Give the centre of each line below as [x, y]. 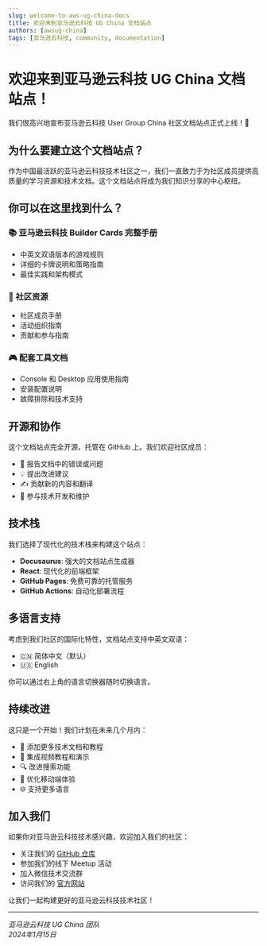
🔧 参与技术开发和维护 [54, 496]
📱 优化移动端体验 [47, 778]
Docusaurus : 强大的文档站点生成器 [77, 561]
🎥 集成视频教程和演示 [54, 756]
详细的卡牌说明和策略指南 [62, 264]
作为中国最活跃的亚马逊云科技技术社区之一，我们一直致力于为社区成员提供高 [133, 171]
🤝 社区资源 [29, 296]
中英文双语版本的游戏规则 [62, 254]
